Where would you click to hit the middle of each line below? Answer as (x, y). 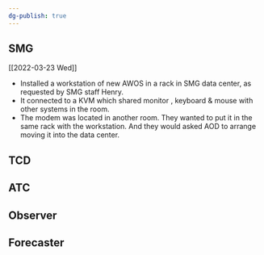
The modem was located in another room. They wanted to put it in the (136, 118)
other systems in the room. (65, 109)
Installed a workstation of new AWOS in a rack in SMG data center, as (136, 84)
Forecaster (36, 242)
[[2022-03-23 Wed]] (43, 68)
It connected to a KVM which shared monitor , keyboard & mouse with (136, 101)
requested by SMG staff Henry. (71, 92)
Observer (33, 215)
